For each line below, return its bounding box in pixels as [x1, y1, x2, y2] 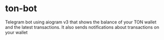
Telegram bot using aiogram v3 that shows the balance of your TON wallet [5, 19, 157, 25]
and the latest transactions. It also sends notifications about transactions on [5, 24, 160, 30]
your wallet [5, 29, 28, 35]
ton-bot [5, 3, 37, 14]
